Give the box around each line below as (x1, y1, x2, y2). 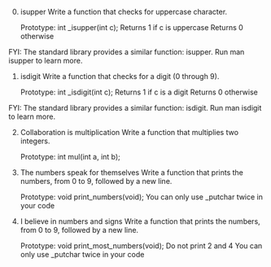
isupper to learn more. (8, 56, 83, 65)
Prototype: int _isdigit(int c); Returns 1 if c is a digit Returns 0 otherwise (20, 87, 259, 97)
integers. (20, 136, 50, 146)
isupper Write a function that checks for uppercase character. (20, 7, 228, 16)
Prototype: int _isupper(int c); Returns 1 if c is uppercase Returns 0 (20, 23, 244, 32)
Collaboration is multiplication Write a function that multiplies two (20, 128, 238, 137)
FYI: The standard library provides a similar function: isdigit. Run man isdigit (8, 103, 262, 112)
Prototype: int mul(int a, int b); (20, 152, 120, 161)
